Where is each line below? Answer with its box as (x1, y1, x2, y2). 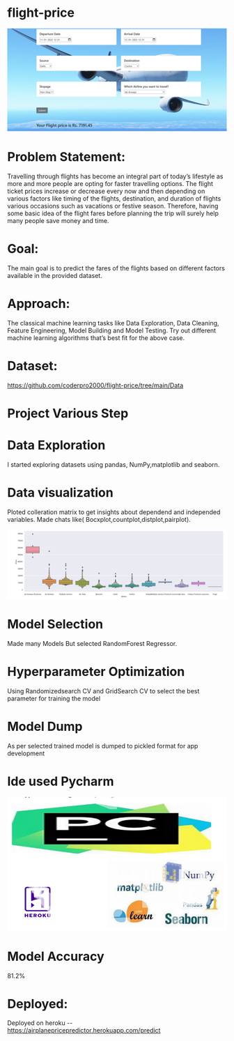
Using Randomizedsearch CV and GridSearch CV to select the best (7, 686, 200, 695)
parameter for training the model (7, 694, 101, 702)
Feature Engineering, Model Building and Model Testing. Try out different (7, 326, 217, 334)
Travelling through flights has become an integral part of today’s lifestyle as (7, 172, 224, 180)
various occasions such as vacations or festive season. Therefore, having (7, 202, 219, 210)
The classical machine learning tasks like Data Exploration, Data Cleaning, (7, 319, 219, 327)
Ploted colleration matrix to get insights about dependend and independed (7, 508, 221, 516)
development (7, 749, 45, 757)
